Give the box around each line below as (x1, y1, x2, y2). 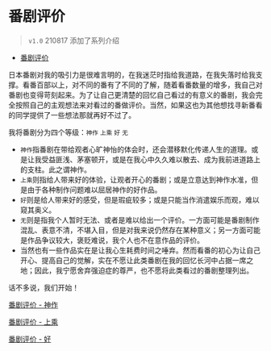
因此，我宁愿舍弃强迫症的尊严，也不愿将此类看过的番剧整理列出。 (34, 265, 254, 275)
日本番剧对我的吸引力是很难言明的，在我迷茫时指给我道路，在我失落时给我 (8, 69, 256, 79)
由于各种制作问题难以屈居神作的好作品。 (27, 185, 162, 194)
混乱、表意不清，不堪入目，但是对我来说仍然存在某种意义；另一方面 (19, 225, 247, 235)
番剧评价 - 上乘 (8, 316, 59, 327)
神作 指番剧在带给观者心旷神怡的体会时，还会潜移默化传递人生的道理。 (19, 144, 252, 154)
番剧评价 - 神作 (8, 299, 59, 309)
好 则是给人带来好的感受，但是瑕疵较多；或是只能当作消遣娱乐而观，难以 (19, 194, 260, 204)
